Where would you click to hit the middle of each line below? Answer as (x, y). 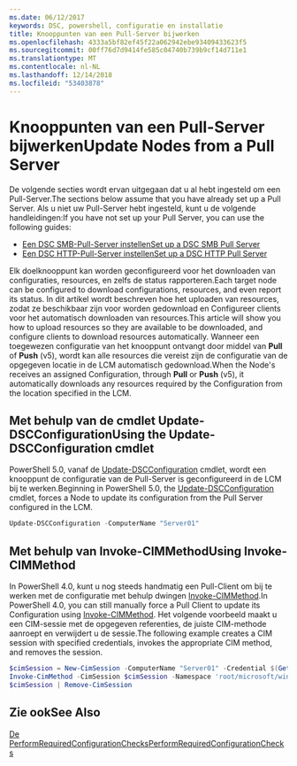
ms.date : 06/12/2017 (47, 17)
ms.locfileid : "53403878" (57, 83)
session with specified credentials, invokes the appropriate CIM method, (141, 643)
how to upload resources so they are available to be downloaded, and (136, 327)
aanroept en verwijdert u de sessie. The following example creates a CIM (141, 633)
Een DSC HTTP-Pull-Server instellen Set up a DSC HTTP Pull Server (145, 253)
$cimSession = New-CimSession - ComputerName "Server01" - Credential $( (144, 669)
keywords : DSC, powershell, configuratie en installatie (116, 26)
